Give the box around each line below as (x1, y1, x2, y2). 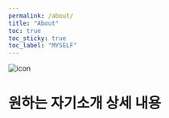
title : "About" (8, 19, 60, 27)
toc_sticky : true (8, 34, 67, 43)
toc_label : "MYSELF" (8, 42, 78, 50)
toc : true (8, 26, 42, 35)
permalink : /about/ (8, 11, 74, 20)
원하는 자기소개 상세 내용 (8, 94, 162, 112)
